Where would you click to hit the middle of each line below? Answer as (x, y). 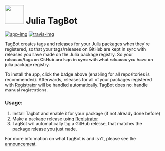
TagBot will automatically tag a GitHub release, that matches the (77, 124)
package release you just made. (45, 129)
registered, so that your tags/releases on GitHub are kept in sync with (76, 49)
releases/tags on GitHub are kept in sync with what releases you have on (79, 60)
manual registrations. (27, 90)
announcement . (21, 144)
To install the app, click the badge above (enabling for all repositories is (78, 74)
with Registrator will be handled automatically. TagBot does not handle (76, 85)
